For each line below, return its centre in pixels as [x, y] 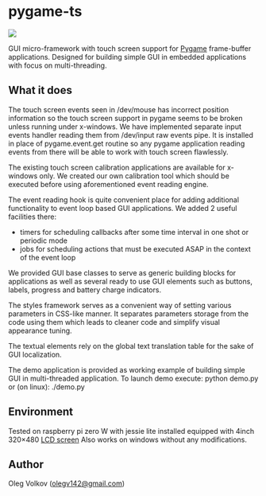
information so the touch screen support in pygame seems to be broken [126, 118]
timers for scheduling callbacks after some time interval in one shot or [134, 232]
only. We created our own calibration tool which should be [135, 176]
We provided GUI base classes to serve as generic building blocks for [122, 272]
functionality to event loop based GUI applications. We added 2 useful [123, 208]
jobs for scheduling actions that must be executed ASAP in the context [135, 248]
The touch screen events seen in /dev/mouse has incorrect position [119, 109]
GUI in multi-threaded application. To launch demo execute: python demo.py [133, 378]
